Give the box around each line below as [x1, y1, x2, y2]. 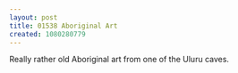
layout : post [9, 12, 58, 22]
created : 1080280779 [9, 29, 87, 38]
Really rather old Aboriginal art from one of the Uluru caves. [9, 54, 230, 65]
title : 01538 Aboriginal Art [9, 21, 118, 30]
